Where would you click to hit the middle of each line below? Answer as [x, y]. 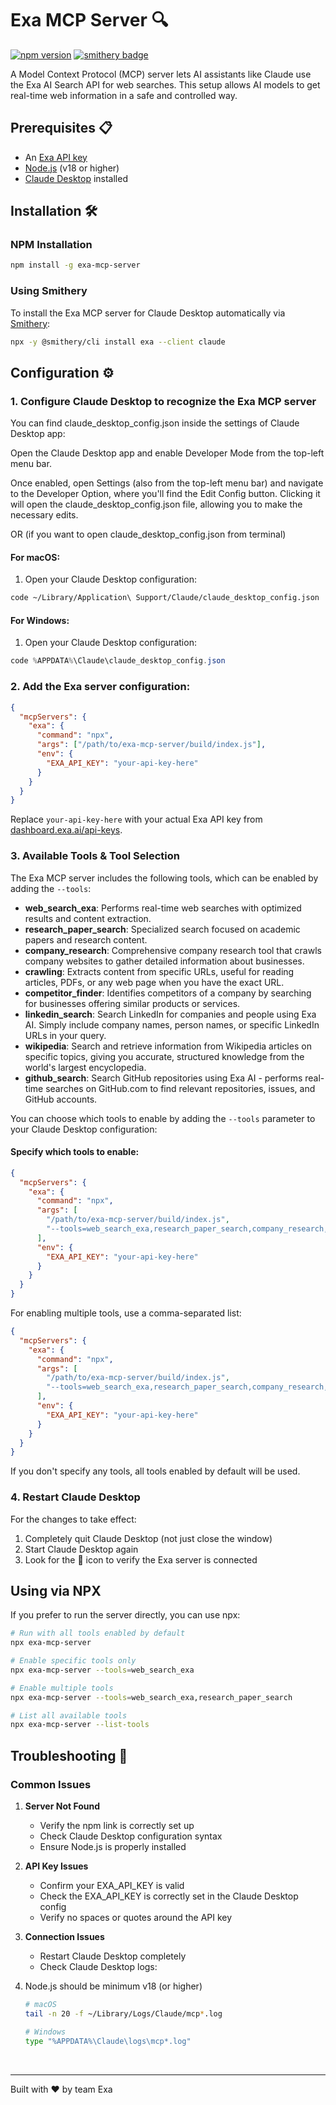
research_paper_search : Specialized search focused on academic [162, 929]
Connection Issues [64, 1937]
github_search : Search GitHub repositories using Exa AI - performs [163, 1078]
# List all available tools [69, 1715]
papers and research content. [86, 939]
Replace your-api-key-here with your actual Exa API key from [136, 819]
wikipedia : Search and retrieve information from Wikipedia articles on [168, 1046]
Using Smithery [49, 291]
